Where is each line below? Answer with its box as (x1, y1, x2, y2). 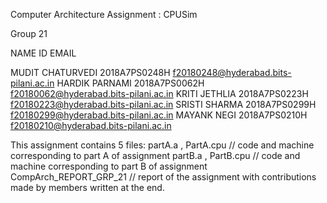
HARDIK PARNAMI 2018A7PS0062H (56, 77, 205, 89)
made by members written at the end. (10, 182, 165, 193)
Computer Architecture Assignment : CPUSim (10, 9, 198, 20)
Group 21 (10, 28, 48, 39)
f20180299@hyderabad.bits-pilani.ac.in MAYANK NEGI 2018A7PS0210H (10, 109, 308, 121)
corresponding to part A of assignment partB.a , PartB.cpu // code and (10, 150, 301, 161)
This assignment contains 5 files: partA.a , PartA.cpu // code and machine (10, 139, 315, 151)
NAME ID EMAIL (10, 47, 77, 59)
